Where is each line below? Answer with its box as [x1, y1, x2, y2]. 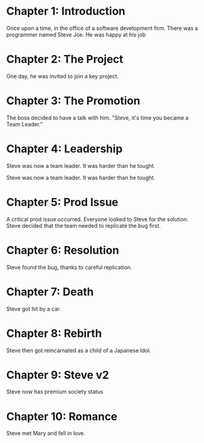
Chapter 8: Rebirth [6, 326, 102, 340]
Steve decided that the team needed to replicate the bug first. [6, 221, 161, 229]
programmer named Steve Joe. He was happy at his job [6, 31, 146, 38]
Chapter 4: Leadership [6, 142, 123, 156]
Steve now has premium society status [6, 388, 104, 395]
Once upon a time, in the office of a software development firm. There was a [6, 24, 199, 32]
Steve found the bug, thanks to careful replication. [6, 264, 132, 271]
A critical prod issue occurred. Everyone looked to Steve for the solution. [6, 215, 189, 223]
